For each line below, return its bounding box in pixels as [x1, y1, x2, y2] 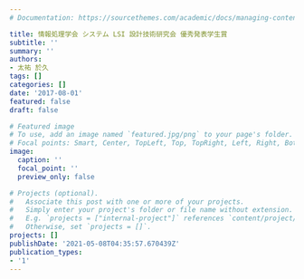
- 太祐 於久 [9, 63, 50, 72]
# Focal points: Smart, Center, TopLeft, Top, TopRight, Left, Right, [9, 139, 281, 148]
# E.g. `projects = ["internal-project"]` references [9, 214, 224, 223]
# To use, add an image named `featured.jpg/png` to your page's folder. [9, 130, 294, 139]
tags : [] [9, 72, 43, 82]
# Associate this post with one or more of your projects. [9, 197, 245, 207]
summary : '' [9, 46, 54, 55]
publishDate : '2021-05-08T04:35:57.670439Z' [9, 239, 180, 248]
